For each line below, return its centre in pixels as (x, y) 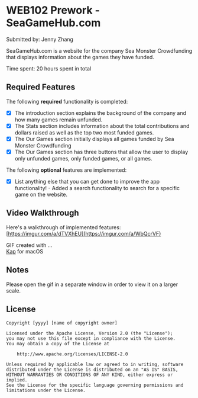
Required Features (41, 87)
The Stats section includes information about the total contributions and (102, 126)
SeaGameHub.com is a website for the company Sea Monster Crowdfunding (99, 50)
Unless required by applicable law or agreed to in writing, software (95, 364)
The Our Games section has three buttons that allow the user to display (101, 152)
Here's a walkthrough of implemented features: (64, 227)
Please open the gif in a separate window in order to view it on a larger (92, 284)
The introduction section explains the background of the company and (100, 113)
